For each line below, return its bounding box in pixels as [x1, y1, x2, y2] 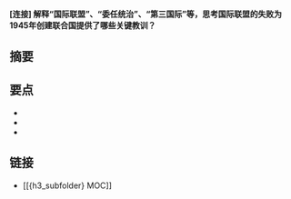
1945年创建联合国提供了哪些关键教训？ [9, 19, 156, 31]
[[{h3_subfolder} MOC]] [22, 180, 112, 191]
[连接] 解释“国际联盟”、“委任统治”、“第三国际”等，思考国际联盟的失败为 [9, 8, 282, 19]
